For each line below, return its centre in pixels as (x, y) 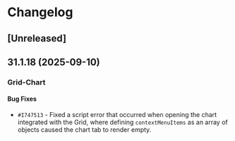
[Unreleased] (37, 38)
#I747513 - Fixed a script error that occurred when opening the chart (117, 115)
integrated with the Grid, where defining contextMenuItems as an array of (122, 122)
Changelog (40, 12)
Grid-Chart (26, 82)
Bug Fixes (22, 99)
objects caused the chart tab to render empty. (84, 130)
